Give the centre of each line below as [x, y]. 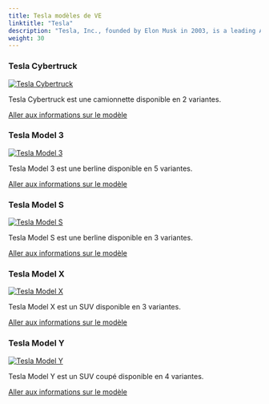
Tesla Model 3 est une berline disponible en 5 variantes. [100, 168]
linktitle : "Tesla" [41, 23]
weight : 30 [26, 38]
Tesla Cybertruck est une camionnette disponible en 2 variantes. [115, 99]
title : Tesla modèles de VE [55, 16]
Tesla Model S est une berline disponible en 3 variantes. [101, 238]
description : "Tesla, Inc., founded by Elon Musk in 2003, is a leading [132, 30]
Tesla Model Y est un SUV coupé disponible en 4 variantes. [106, 376]
